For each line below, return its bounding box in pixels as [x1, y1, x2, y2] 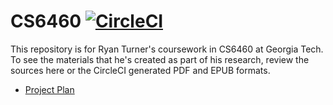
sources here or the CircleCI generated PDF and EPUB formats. [10, 64, 271, 76]
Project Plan [24, 83, 75, 95]
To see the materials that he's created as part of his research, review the [10, 53, 310, 65]
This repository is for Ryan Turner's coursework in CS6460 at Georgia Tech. [10, 43, 324, 55]
